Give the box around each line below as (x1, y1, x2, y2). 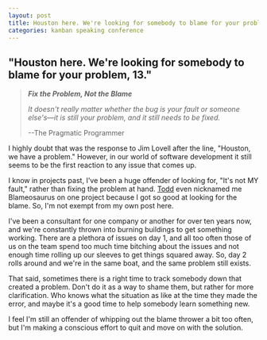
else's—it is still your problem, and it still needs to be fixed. (27, 113, 221, 123)
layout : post (8, 11, 52, 20)
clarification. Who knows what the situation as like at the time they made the (8, 291, 258, 300)
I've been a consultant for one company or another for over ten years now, (8, 216, 252, 226)
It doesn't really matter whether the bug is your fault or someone (27, 105, 240, 114)
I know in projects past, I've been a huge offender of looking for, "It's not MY (8, 176, 259, 185)
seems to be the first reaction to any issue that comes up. (8, 160, 197, 170)
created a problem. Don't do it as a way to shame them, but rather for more (8, 282, 254, 292)
